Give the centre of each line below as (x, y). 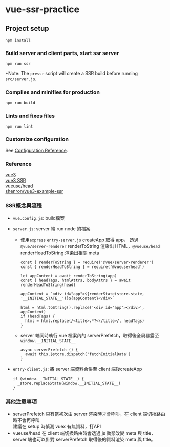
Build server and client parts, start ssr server (62, 53)
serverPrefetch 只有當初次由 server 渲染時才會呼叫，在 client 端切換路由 (89, 414)
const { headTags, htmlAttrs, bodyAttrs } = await (76, 280)
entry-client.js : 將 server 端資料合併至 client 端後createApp (77, 369)
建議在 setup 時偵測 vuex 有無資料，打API (57, 427)
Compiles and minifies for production (52, 92)
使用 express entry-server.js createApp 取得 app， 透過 (79, 240)
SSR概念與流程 (24, 206)
